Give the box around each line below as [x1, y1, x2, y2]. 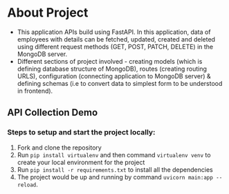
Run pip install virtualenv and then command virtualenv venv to [17, 150, 211, 159]
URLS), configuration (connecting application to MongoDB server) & [17, 71, 211, 80]
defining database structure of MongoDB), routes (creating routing [17, 64, 208, 73]
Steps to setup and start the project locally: [7, 127, 156, 137]
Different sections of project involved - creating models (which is [17, 57, 203, 65]
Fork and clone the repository [17, 143, 102, 152]
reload [17, 182, 37, 188]
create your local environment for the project [17, 158, 145, 166]
